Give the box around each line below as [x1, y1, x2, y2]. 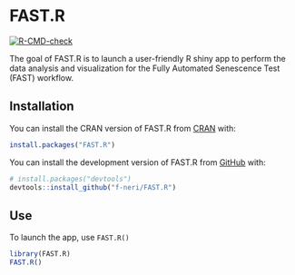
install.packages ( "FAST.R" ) [9, 140, 116, 150]
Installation [9, 99, 74, 114]
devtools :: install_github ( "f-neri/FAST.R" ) [9, 182, 177, 192]
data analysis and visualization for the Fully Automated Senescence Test [9, 63, 280, 74]
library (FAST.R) [9, 250, 71, 259]
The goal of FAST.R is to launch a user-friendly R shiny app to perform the [9, 53, 286, 64]
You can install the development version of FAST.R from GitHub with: [9, 156, 266, 168]
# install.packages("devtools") [9, 174, 132, 183]
